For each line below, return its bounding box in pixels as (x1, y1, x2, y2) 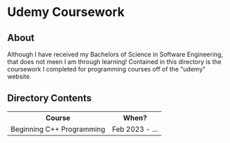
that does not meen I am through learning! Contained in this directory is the (7, 58, 222, 66)
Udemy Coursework (7, 4, 125, 20)
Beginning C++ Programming (10, 124, 106, 134)
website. (7, 72, 32, 81)
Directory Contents (7, 92, 92, 104)
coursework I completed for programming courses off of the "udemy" (7, 65, 206, 73)
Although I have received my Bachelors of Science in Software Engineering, (7, 50, 223, 58)
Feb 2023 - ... (112, 124, 158, 134)
